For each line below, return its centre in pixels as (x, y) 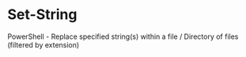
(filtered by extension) (44, 44)
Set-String (42, 15)
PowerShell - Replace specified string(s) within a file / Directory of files (123, 36)
